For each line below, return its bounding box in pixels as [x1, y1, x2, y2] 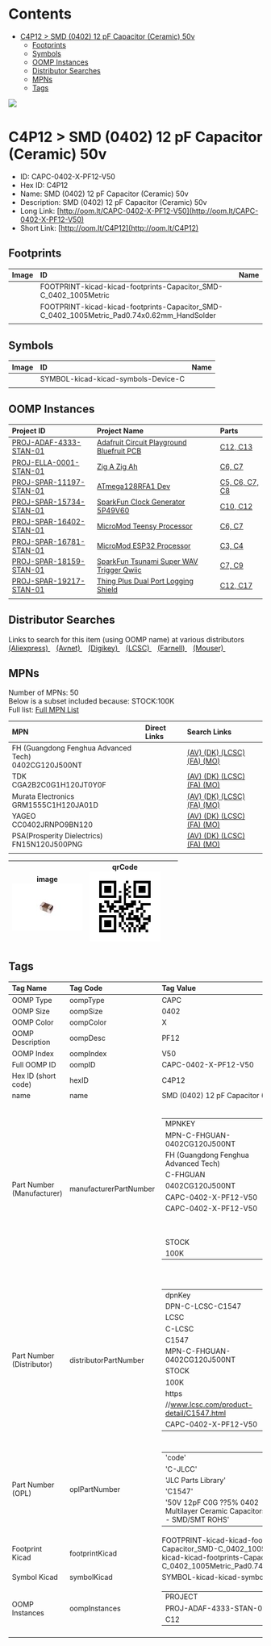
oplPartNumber [69, 1484, 121, 1494]
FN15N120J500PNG [11, 840, 83, 850]
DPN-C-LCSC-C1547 [165, 1301, 242, 1311]
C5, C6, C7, [219, 477, 260, 487]
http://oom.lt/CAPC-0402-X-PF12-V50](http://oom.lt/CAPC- [59, 206, 259, 215]
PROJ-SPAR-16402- [11, 517, 85, 527]
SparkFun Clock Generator [96, 497, 186, 507]
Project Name [96, 426, 144, 436]
